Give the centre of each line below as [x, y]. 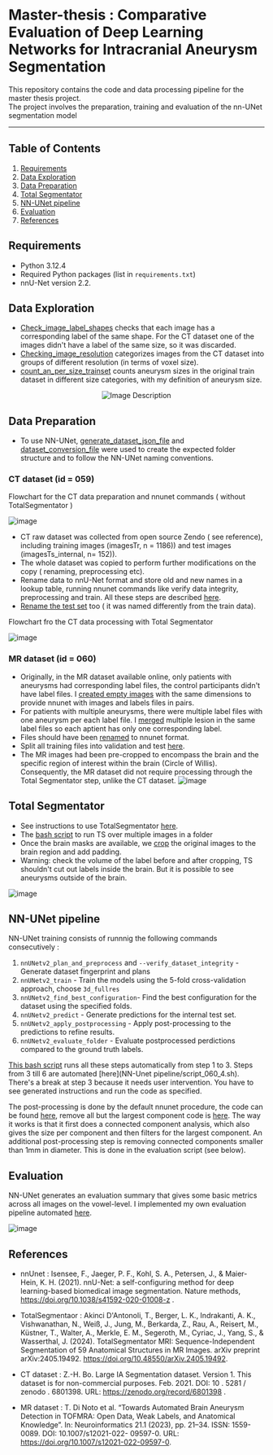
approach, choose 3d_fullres [70, 989]
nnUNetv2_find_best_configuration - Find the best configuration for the [139, 997]
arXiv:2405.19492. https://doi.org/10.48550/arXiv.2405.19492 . [124, 1359]
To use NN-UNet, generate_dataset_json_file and [102, 440]
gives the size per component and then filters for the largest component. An [135, 1133]
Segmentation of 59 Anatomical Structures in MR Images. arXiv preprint [140, 1350]
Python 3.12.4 [43, 265]
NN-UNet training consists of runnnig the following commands [113, 939]
